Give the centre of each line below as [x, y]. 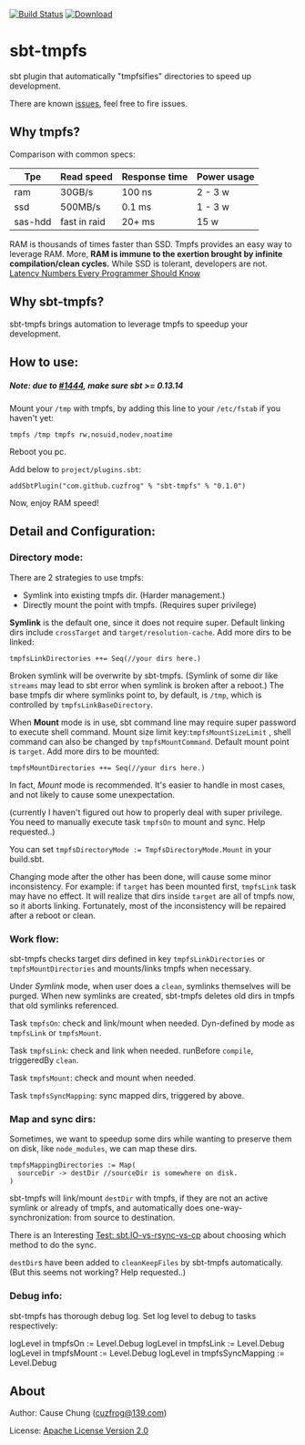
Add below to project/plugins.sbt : [76, 469]
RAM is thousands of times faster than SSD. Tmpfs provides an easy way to [151, 244]
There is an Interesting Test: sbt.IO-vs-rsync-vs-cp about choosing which [148, 1235]
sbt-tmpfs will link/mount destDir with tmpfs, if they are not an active [139, 1198]
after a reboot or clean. [52, 915]
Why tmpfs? [45, 132]
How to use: [44, 361]
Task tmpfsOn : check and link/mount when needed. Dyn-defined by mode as [152, 1023]
